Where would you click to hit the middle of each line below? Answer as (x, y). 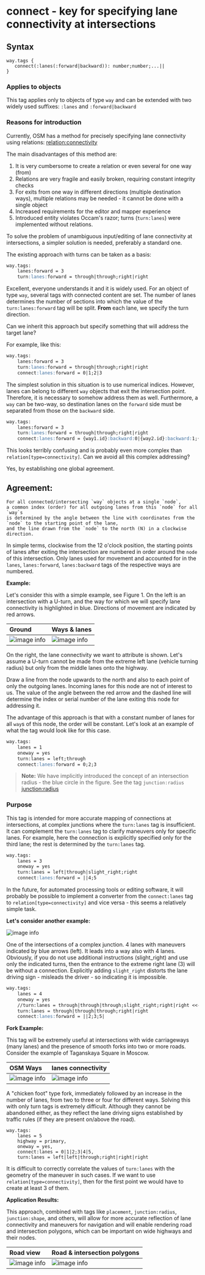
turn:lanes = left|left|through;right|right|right (83, 1157)
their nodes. (21, 1238)
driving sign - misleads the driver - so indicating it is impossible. (87, 977)
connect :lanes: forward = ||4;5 (57, 878)
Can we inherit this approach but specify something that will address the (98, 326)
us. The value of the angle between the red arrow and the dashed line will (99, 693)
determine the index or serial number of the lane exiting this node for (93, 699)
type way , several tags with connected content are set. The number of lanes (101, 295)
